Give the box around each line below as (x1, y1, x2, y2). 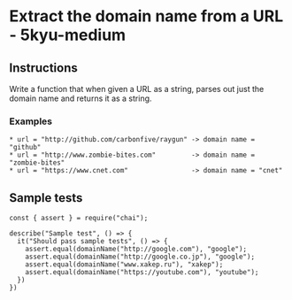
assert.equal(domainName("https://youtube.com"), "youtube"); (25, 268, 259, 277)
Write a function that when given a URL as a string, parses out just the (9, 84, 265, 94)
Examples (9, 115, 53, 127)
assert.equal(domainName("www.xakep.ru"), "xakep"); (25, 260, 224, 269)
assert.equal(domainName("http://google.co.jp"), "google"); (25, 252, 255, 262)
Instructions (9, 60, 78, 75)
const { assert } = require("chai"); (9, 214, 149, 223)
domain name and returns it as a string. (9, 93, 152, 104)
